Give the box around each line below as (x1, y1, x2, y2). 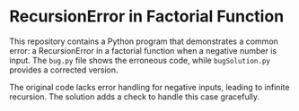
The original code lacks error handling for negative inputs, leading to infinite (9, 81, 290, 92)
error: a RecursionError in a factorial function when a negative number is (9, 45, 277, 55)
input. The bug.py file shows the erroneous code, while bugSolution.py (9, 55, 271, 65)
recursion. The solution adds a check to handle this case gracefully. (9, 91, 260, 102)
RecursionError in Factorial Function (9, 6, 285, 27)
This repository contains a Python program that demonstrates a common (9, 36, 278, 47)
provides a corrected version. (9, 64, 119, 75)
